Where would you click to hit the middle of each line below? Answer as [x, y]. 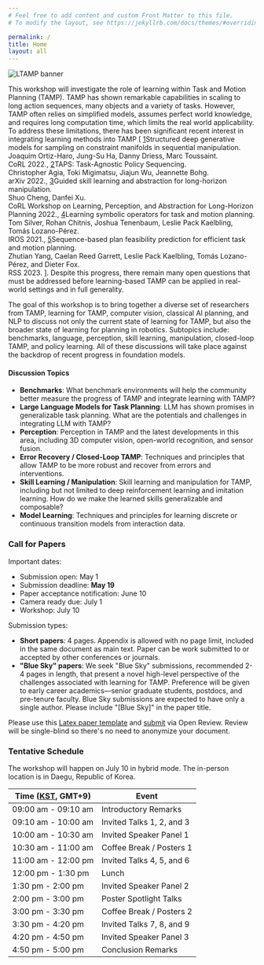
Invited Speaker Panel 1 [145, 835]
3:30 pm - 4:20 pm [48, 924]
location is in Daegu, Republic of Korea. [72, 776]
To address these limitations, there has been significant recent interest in [126, 131]
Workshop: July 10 [49, 610]
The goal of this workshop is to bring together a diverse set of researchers [129, 305]
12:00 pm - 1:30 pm [51, 873]
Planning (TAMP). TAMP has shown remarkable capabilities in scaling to [125, 97]
